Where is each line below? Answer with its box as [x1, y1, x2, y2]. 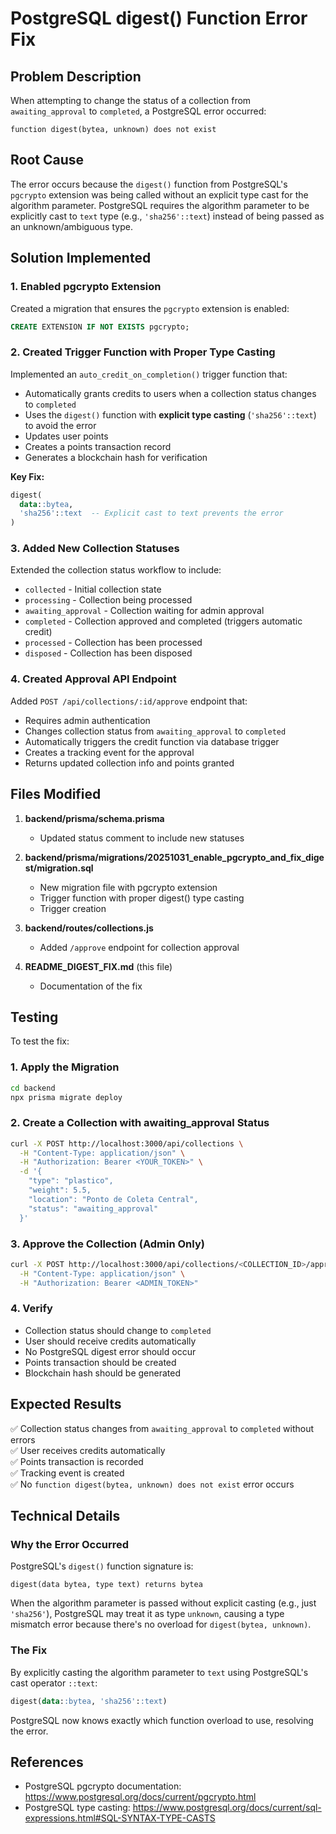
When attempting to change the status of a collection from [10, 95, 252, 106]
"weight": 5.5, [28, 1185, 92, 1196]
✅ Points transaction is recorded [10, 1455, 144, 1467]
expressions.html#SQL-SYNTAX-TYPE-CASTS [24, 1812, 216, 1824]
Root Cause [10, 152, 85, 169]
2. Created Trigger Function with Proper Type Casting [10, 345, 276, 359]
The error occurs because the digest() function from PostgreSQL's [10, 178, 288, 190]
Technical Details [10, 1508, 121, 1525]
